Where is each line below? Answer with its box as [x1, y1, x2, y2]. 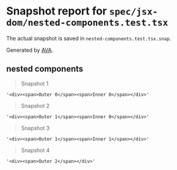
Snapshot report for [6, 4, 107, 18]
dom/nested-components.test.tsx [6, 17, 169, 28]
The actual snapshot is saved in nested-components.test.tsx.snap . [6, 34, 172, 42]
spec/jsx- [109, 6, 158, 17]
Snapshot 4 [20, 146, 50, 154]
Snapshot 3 [20, 124, 50, 131]
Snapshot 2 [20, 102, 50, 109]
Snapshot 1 [20, 80, 49, 87]
